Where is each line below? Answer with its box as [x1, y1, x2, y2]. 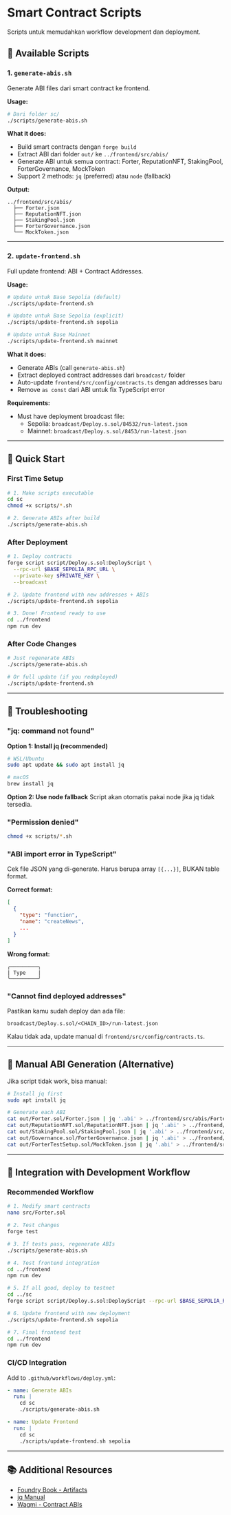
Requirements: [7, 398, 50, 407]
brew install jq [7, 781, 54, 787]
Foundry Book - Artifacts [16, 1486, 88, 1494]
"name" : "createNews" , [19, 918, 85, 925]
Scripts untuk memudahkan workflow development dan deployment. [7, 28, 201, 36]
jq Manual [16, 1493, 46, 1501]
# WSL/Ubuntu [7, 755, 45, 762]
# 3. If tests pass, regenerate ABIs [7, 1240, 115, 1248]
